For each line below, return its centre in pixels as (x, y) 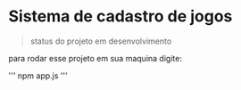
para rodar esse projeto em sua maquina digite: (95, 58)
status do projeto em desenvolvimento (101, 41)
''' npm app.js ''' (38, 75)
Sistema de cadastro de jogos (120, 16)
